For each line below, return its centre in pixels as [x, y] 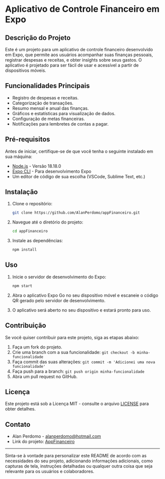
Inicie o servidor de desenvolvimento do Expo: [59, 277]
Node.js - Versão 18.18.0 [37, 166]
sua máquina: [19, 157]
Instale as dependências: [37, 241]
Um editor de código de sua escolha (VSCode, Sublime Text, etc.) [79, 176]
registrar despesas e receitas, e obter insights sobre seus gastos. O [73, 60]
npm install [24, 250]
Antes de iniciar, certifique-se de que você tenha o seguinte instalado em [79, 151]
